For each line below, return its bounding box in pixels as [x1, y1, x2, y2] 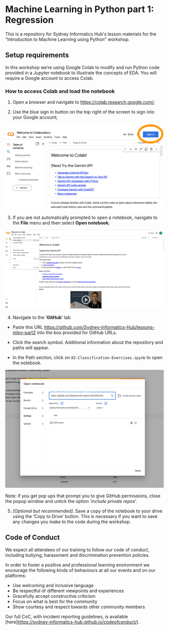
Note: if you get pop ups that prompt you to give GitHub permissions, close [5, 493, 161, 499]
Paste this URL [12, 324, 43, 330]
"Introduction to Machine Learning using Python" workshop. [5, 36, 130, 42]
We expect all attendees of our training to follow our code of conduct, [5, 546, 149, 553]
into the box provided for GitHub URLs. [37, 329, 117, 336]
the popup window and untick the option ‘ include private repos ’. [5, 498, 137, 504]
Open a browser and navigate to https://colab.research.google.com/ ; [12, 99, 155, 105]
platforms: [5, 572, 27, 579]
